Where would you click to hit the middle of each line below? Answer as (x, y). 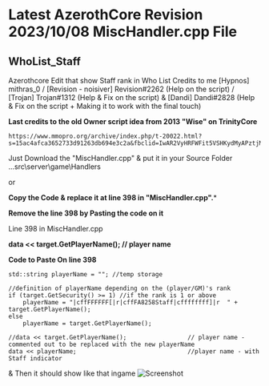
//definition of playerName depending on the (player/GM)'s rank (119, 288)
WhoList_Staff (45, 61)
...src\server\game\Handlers (55, 167)
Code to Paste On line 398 (52, 259)
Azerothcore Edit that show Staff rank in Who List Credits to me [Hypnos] (129, 80)
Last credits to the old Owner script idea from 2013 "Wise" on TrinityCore (133, 121)
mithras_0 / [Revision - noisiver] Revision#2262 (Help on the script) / (121, 89)
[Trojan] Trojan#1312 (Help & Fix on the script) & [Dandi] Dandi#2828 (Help (131, 97)
